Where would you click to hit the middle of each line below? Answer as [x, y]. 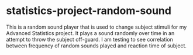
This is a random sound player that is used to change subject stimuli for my [96, 27]
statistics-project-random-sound [89, 11]
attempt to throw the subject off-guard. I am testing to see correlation [90, 39]
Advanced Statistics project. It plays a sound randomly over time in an [90, 33]
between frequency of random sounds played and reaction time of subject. [96, 46]
